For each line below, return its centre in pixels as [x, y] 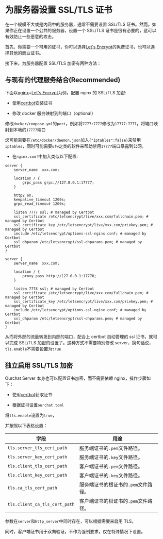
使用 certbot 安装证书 [32, 103]
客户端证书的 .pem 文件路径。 [111, 466]
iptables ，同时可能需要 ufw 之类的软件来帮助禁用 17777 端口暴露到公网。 [76, 146]
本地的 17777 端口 [30, 130]
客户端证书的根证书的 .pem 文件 [114, 501]
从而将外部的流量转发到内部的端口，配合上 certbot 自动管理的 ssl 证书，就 [79, 337]
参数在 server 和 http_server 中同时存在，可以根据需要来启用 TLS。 [71, 521]
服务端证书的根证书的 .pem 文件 [114, 485]
